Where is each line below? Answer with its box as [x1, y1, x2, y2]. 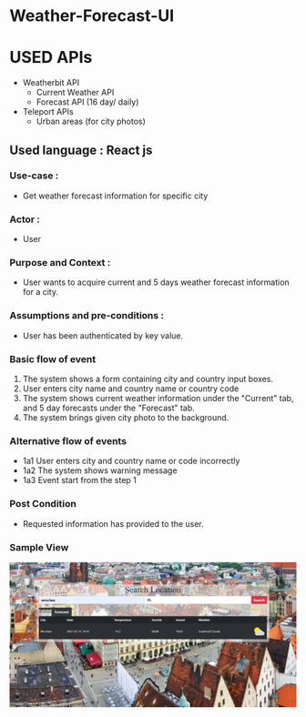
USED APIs [9, 47, 93, 68]
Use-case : [9, 169, 59, 182]
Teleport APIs [22, 106, 75, 117]
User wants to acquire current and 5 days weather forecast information [22, 277, 290, 288]
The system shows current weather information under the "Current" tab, [22, 393, 294, 403]
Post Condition [9, 498, 77, 510]
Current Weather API [36, 87, 115, 98]
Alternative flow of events [9, 434, 127, 447]
